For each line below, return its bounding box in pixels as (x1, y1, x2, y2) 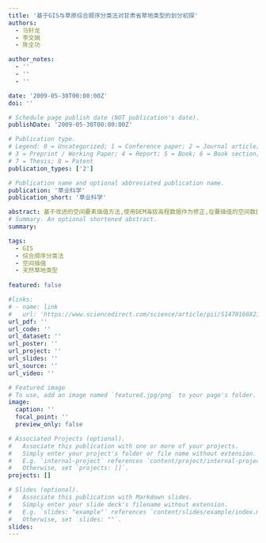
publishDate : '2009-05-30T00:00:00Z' (8, 120, 133, 129)
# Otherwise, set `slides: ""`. (8, 515, 123, 523)
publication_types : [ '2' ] (8, 164, 93, 173)
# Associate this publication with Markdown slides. (8, 493, 193, 501)
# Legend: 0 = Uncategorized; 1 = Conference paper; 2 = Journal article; (8, 143, 260, 151)
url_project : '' (8, 347, 62, 355)
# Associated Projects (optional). (8, 434, 126, 442)
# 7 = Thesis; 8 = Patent (8, 157, 93, 165)
